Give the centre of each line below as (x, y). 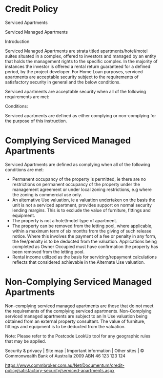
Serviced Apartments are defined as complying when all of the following (78, 164)
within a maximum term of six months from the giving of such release (82, 231)
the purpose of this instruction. (36, 121)
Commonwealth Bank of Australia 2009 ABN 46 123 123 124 (65, 356)
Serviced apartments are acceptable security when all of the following (76, 91)
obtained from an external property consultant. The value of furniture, (75, 321)
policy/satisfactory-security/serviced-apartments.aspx (60, 370)
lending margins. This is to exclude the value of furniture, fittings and (81, 210)
